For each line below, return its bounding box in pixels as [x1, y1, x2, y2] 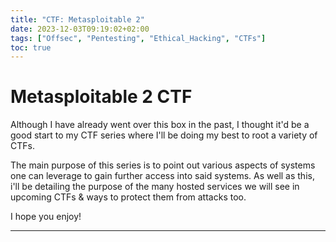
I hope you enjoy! [10, 211, 82, 223]
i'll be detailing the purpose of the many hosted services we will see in [10, 181, 300, 193]
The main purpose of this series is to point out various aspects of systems [10, 159, 316, 171]
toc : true [10, 42, 52, 53]
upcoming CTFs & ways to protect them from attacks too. [10, 191, 247, 203]
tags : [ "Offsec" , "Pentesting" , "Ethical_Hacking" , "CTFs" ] [10, 33, 267, 43]
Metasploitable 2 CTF [10, 86, 193, 108]
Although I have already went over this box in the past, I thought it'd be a [10, 119, 310, 131]
